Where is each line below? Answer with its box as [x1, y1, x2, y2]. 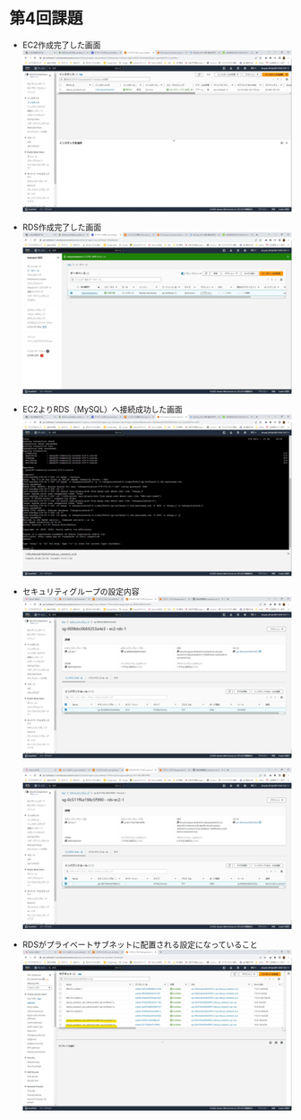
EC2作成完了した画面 [21, 39, 101, 50]
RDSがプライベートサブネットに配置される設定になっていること [21, 939, 258, 950]
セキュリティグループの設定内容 [21, 586, 141, 596]
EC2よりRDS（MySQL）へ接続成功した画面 [21, 404, 183, 414]
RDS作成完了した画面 [21, 221, 101, 232]
